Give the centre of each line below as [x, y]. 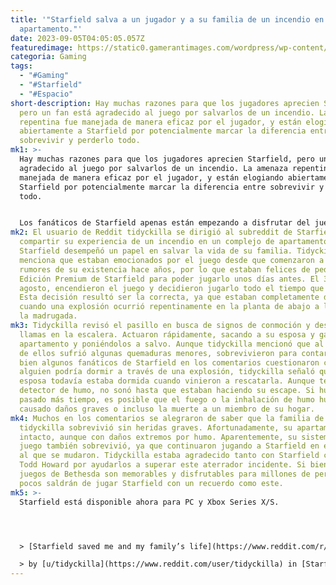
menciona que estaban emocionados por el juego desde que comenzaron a [172, 260]
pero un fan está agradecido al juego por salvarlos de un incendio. [167, 112]
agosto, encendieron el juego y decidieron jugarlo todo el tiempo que [172, 288]
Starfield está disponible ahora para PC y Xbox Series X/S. [149, 502]
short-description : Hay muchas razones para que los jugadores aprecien [165, 103]
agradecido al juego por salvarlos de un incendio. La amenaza [153, 168]
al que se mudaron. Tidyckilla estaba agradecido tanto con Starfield [169, 456]
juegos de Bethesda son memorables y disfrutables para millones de [165, 474]
